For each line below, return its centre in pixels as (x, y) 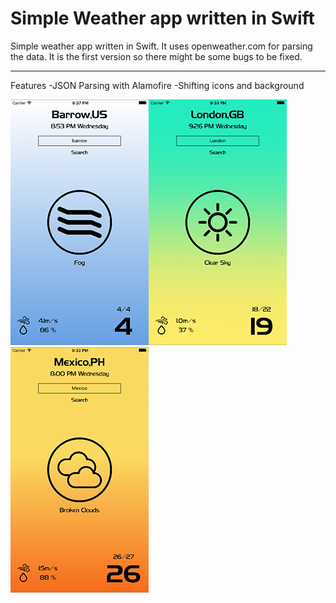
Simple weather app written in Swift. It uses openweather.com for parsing (161, 46)
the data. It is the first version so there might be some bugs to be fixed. (156, 56)
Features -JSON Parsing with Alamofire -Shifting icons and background (157, 85)
